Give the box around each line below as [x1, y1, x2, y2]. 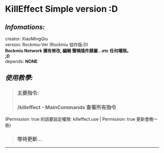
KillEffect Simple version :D [5, 3, 118, 15]
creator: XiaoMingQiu [5, 36, 48, 42]
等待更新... [17, 135, 42, 142]
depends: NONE [5, 59, 38, 64]
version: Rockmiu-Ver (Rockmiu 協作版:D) [5, 42, 88, 47]
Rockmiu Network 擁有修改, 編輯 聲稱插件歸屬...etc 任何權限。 [5, 48, 131, 53]
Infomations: [5, 23, 45, 31]
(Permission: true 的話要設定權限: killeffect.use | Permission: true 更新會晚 [5, 116, 154, 122]
